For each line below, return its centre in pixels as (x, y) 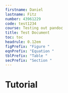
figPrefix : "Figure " (28, 46)
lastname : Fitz (21, 14)
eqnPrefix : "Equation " (30, 51)
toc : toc (14, 38)
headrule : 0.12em (23, 42)
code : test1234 (21, 23)
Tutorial (22, 85)
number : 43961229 (23, 19)
